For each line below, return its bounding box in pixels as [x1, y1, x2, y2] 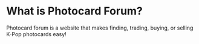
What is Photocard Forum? [6, 4, 143, 18]
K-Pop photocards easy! [6, 30, 67, 37]
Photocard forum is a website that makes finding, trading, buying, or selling [6, 24, 194, 31]
